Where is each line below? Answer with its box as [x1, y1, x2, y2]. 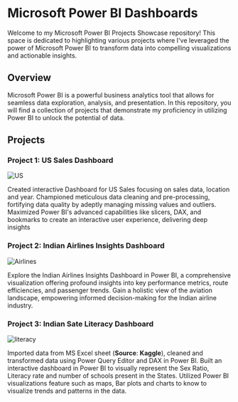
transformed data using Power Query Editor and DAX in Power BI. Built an [7, 356, 222, 365]
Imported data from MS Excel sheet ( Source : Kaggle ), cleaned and [7, 349, 204, 357]
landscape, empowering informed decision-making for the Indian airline [7, 293, 217, 302]
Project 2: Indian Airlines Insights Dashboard [7, 240, 165, 250]
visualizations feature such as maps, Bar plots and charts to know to [7, 379, 207, 388]
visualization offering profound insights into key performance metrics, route [7, 278, 229, 287]
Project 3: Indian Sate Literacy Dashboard [7, 319, 154, 329]
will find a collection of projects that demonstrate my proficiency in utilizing [7, 105, 227, 115]
